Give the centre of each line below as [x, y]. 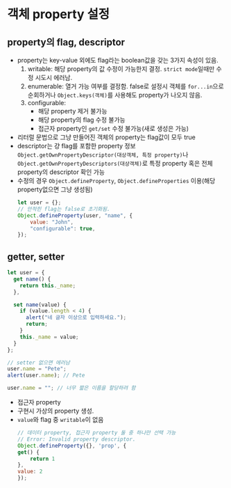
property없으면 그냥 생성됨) [55, 189]
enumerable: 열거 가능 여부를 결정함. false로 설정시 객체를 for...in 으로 [126, 86]
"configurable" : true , [63, 228]
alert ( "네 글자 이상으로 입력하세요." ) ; [76, 317]
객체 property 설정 [58, 14]
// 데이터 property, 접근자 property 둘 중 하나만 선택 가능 [96, 433]
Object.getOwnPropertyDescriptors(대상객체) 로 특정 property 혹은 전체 [115, 163]
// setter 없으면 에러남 [39, 363]
